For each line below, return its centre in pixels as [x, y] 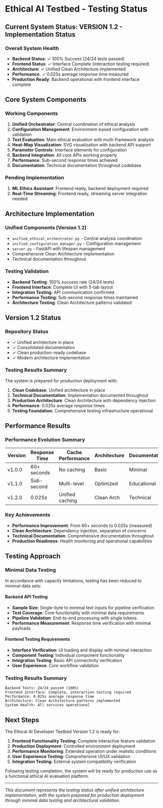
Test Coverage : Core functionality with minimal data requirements [78, 613]
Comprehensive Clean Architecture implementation [63, 253]
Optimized [106, 483]
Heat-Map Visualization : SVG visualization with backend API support [81, 144]
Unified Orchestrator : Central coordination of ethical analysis [73, 124]
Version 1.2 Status [33, 318]
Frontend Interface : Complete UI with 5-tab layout [62, 287]
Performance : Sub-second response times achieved [65, 160]
